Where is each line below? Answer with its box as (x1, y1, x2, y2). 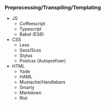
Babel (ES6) (19, 31, 44, 37)
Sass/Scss (19, 47, 41, 53)
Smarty (19, 84, 34, 90)
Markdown (19, 89, 42, 96)
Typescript (19, 26, 42, 32)
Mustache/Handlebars (19, 79, 65, 85)
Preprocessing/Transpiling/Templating (4, 4, 101, 11)
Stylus (19, 52, 33, 58)
